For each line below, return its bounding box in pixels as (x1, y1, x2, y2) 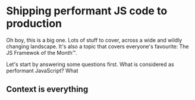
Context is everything (6, 85, 89, 95)
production (6, 17, 62, 30)
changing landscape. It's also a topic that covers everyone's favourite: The (6, 43, 189, 50)
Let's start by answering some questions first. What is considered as (6, 61, 174, 68)
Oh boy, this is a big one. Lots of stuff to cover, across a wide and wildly (6, 36, 183, 43)
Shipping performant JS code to (6, 4, 168, 18)
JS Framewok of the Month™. (6, 49, 77, 56)
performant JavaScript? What (6, 67, 78, 74)
